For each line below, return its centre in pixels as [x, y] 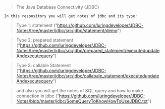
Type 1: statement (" [37, 25]
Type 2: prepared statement [45, 40]
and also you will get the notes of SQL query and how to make [80, 91]
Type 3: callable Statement [44, 65]
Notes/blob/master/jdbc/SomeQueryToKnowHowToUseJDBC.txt [82, 101]
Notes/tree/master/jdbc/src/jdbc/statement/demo [67, 31]
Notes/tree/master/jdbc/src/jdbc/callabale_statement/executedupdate [88, 76]
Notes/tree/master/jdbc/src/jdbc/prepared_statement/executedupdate [88, 51]
